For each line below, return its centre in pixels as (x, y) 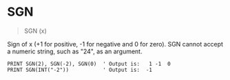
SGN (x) (35, 31)
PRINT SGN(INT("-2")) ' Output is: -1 (80, 70)
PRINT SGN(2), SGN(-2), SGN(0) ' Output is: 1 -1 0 (89, 64)
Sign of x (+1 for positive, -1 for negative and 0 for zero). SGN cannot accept (115, 44)
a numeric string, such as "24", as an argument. (75, 51)
